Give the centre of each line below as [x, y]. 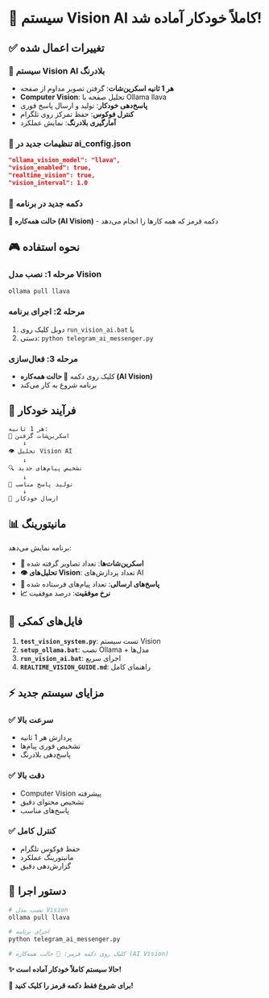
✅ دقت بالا [27, 775]
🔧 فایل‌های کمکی [46, 622]
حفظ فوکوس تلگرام [50, 849]
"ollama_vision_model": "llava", [64, 161]
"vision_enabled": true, [50, 168]
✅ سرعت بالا [31, 720]
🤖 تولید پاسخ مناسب [41, 484]
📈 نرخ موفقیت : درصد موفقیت [65, 593]
